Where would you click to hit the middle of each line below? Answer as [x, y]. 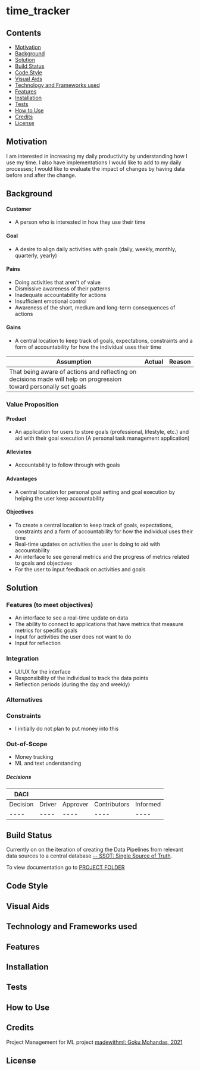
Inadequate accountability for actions [60, 295]
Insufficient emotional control [51, 301]
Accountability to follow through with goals [67, 465]
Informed [148, 805]
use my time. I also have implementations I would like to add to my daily [94, 162]
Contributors [112, 805]
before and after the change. [41, 175]
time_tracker [38, 11]
